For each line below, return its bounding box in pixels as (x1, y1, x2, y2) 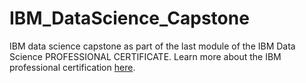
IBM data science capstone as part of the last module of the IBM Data (9, 40, 296, 52)
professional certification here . (9, 61, 136, 73)
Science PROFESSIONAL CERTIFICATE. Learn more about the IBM (9, 50, 282, 62)
